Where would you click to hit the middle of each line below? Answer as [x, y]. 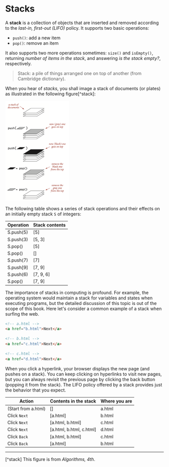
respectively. [18, 63]
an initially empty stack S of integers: [43, 214]
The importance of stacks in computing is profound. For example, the [77, 292]
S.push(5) [18, 232]
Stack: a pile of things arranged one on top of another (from [79, 73]
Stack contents [49, 225]
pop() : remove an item [35, 43]
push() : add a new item [36, 38]
